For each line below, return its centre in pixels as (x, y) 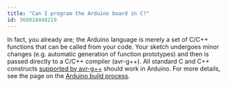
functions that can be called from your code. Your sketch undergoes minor (113, 47)
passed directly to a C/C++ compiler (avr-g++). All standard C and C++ (109, 61)
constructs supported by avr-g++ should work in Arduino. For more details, (114, 69)
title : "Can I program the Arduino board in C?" (78, 13)
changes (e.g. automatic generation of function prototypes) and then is (108, 54)
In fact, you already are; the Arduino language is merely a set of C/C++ (108, 39)
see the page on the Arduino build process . (69, 75)
